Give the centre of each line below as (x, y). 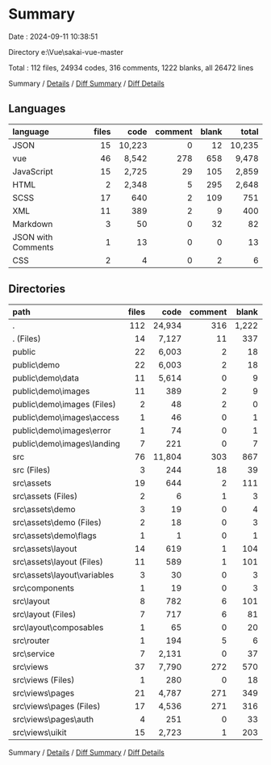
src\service (33, 654)
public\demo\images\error (62, 431)
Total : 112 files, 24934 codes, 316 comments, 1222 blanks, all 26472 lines (131, 67)
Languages (37, 109)
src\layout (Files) (44, 614)
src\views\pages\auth (53, 719)
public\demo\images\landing (67, 443)
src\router (31, 641)
